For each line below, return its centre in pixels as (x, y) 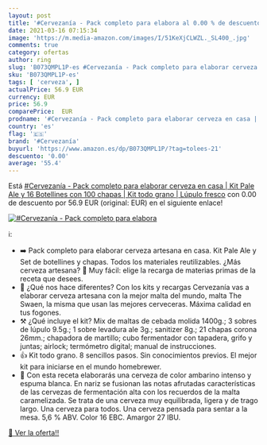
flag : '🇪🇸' (28, 133)
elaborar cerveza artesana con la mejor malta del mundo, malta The (131, 296)
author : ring (30, 60)
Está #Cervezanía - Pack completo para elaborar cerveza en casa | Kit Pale (132, 186)
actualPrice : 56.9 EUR (46, 89)
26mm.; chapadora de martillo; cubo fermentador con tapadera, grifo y (136, 338)
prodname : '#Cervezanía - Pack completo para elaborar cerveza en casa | (133, 119)
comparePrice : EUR (41, 112)
